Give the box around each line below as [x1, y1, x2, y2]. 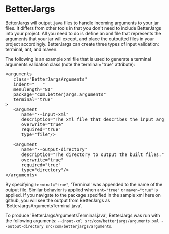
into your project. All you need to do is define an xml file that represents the [5, 30, 161, 36]
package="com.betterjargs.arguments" [13, 91, 107, 97]
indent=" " [13, 81, 45, 87]
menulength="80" [13, 86, 53, 92]
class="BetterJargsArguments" [13, 76, 88, 82]
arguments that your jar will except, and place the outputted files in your [5, 36, 154, 42]
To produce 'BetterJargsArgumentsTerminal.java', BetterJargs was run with [5, 212, 160, 218]
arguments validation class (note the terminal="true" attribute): [5, 61, 135, 67]
